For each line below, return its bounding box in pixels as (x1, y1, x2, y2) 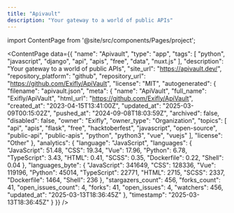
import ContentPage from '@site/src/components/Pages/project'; (7, 36, 196, 44)
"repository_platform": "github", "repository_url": (7, 71, 146, 80)
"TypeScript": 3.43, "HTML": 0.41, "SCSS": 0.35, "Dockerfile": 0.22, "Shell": (7, 153, 224, 161)
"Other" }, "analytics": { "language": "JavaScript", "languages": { (7, 138, 192, 147)
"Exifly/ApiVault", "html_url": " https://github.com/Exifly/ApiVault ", (7, 94, 193, 102)
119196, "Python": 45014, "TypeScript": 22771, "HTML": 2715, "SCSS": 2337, (7, 168, 226, 177)
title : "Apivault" (7, 10, 61, 17)
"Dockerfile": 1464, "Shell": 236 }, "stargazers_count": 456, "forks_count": (7, 175, 221, 184)
